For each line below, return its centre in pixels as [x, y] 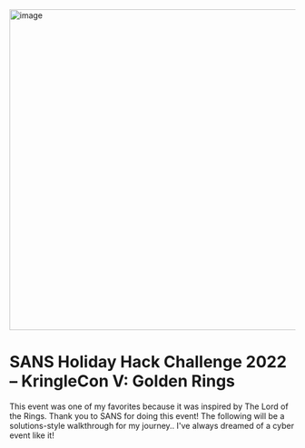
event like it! [32, 435]
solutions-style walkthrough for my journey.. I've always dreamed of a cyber [152, 425]
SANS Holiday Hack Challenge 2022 [148, 362]
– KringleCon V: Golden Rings [123, 381]
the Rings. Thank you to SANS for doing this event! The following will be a [147, 415]
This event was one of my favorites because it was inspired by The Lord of [149, 406]
